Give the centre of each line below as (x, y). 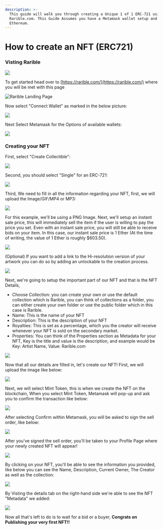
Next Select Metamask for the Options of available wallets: (64, 124)
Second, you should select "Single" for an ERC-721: (57, 175)
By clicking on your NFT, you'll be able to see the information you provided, (80, 464)
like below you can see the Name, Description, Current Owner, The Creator (80, 470)
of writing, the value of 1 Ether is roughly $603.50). (56, 238)
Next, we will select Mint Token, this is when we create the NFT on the (75, 388)
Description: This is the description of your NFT (60, 320)
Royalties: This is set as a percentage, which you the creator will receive (84, 326)
